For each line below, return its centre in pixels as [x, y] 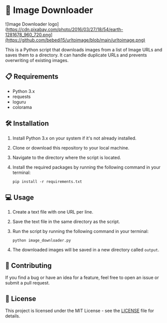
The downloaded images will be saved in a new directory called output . [86, 250]
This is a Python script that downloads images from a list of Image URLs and [84, 49]
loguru [19, 101]
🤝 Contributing [28, 265]
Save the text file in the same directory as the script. [66, 221]
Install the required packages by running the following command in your [86, 167]
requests [21, 96]
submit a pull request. [27, 283]
